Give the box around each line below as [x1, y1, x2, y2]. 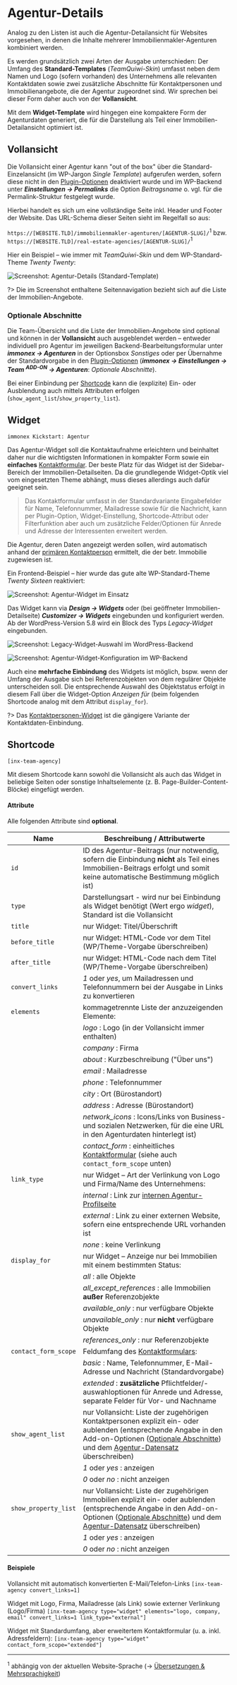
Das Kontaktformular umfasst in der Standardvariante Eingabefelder [24, 496, 222, 505]
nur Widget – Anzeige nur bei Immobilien [83, 1251, 217, 1261]
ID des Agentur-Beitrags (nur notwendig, [83, 845, 219, 855]
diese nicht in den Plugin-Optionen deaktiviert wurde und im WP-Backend [7, 177, 222, 186]
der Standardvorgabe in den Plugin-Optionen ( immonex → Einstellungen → [7, 356, 227, 365]
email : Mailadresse [83, 1065, 147, 1075]
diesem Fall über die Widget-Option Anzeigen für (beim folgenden [7, 689, 200, 698]
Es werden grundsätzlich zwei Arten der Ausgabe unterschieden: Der [7, 56, 209, 65]
